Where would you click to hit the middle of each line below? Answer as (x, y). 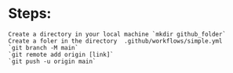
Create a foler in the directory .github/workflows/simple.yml (115, 41)
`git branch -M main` (44, 47)
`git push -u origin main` (52, 61)
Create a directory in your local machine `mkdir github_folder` (117, 34)
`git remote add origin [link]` (61, 54)
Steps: (30, 14)
